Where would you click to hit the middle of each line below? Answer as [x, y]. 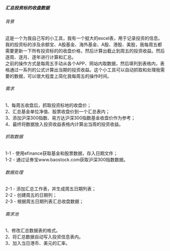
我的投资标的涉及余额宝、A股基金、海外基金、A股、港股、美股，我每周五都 [84, 44]
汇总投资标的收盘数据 [27, 8]
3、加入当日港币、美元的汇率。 [38, 243]
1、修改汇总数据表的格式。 [33, 231]
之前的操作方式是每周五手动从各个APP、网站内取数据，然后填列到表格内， [83, 63]
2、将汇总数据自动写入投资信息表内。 [44, 237]
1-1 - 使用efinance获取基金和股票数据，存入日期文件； [61, 153]
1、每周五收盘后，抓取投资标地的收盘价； [48, 105]
